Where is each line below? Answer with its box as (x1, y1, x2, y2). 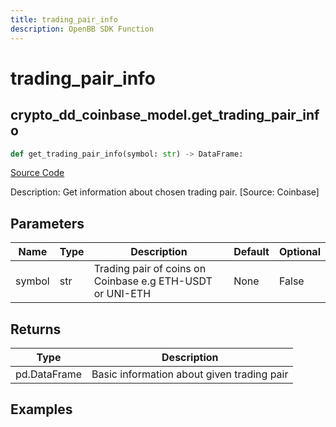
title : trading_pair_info (10, 14, 118, 25)
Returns (10, 321, 62, 338)
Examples (10, 401, 73, 418)
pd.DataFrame (15, 367, 83, 381)
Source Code (10, 167, 65, 179)
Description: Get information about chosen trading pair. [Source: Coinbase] (10, 186, 320, 198)
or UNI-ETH (93, 287, 152, 301)
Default (233, 245, 270, 259)
